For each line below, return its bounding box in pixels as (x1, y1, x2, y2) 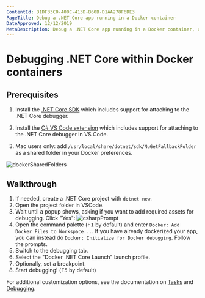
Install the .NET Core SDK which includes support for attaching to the (15, 106, 190, 113)
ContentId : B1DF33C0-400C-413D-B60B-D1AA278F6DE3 (6, 9, 135, 15)
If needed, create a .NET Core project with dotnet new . (15, 195, 153, 203)
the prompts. (15, 240, 48, 248)
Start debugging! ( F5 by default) (15, 267, 96, 274)
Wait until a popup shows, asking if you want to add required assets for (15, 208, 194, 215)
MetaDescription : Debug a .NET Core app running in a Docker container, (6, 26, 195, 32)
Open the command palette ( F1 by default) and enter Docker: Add (15, 221, 180, 228)
